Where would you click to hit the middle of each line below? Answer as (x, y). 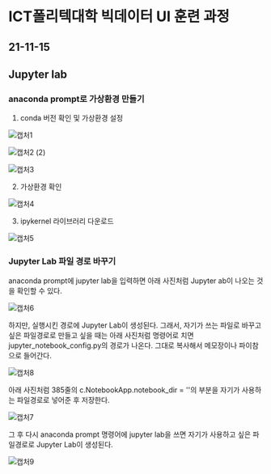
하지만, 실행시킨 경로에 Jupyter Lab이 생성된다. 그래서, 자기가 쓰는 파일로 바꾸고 (135, 325)
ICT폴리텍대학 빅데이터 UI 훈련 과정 (119, 17)
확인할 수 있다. (40, 290)
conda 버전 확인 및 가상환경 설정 (72, 118)
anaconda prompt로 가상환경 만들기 (76, 99)
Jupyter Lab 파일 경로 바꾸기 (62, 261)
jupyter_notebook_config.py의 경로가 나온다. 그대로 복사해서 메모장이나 (123, 345)
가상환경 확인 (41, 187)
